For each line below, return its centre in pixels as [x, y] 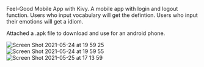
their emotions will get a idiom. [45, 21]
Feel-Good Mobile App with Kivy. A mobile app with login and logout [92, 9]
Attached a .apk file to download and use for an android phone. [86, 33]
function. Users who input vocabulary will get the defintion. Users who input [102, 15]
